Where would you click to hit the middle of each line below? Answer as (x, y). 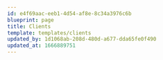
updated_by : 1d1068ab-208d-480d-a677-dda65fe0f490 (82, 39)
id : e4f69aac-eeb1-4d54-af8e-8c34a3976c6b (69, 13)
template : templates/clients (49, 33)
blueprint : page (31, 20)
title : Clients (29, 26)
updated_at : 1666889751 (42, 46)
